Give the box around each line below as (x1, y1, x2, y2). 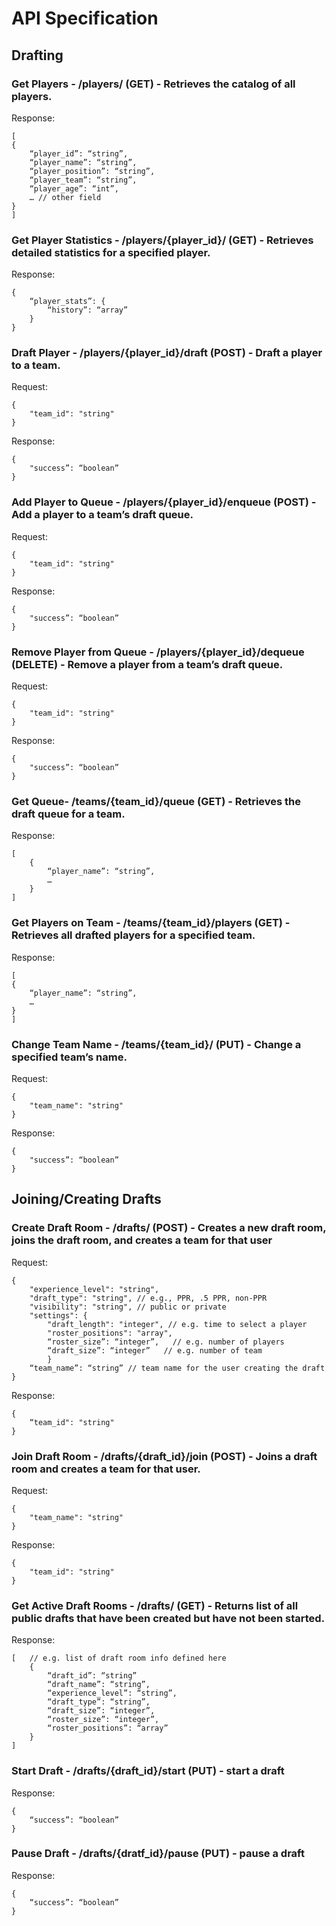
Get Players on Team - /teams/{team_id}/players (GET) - (11, 916, 291, 930)
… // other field (29, 192, 102, 202)
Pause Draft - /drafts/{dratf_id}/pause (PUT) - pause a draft (11, 1847, 305, 1861)
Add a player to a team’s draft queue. (11, 508, 194, 522)
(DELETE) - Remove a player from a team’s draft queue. (11, 657, 284, 671)
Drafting (11, 47, 64, 64)
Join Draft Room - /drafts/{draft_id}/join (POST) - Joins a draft (11, 1449, 318, 1463)
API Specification (11, 7, 159, 30)
